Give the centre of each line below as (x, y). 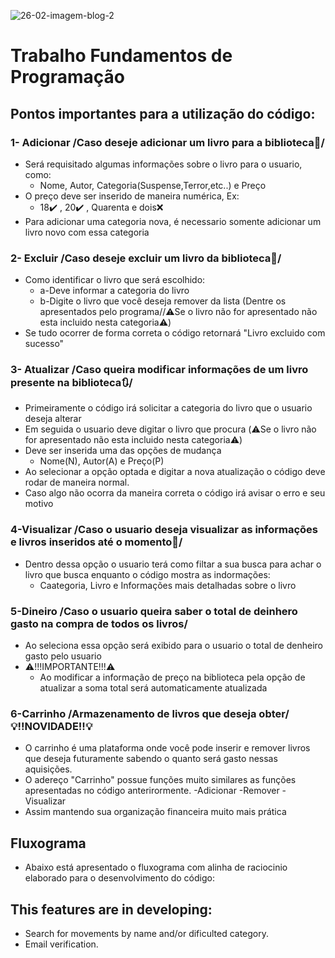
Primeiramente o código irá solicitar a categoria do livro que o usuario (168, 408)
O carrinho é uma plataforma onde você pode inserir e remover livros (167, 748)
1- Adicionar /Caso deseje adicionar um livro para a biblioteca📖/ (167, 142)
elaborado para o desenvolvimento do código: (119, 878)
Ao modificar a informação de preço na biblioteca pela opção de (172, 677)
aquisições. (48, 769)
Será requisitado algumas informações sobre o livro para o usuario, (163, 164)
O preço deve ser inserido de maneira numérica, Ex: (132, 196)
